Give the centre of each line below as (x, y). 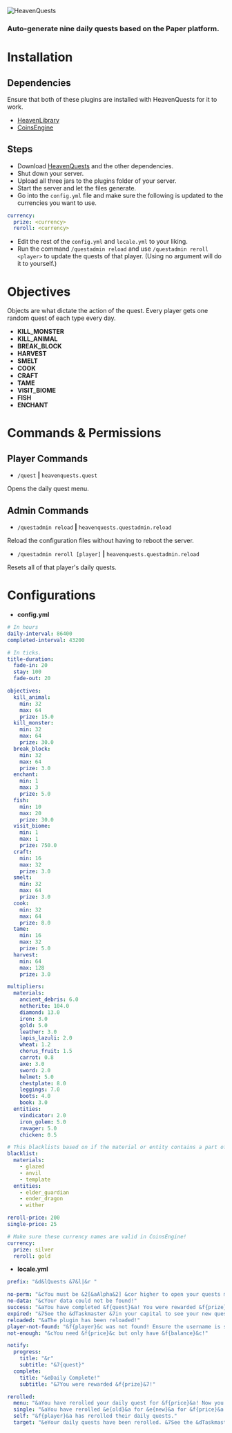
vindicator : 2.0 (43, 1115)
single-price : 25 (32, 1225)
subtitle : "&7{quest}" (52, 1365)
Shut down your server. (50, 173)
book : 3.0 (34, 1103)
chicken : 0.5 (38, 1135)
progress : (27, 1352)
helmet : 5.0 (37, 1077)
